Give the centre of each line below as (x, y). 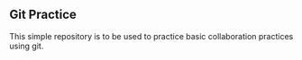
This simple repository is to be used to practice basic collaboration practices (151, 36)
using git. (27, 46)
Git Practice (43, 15)
